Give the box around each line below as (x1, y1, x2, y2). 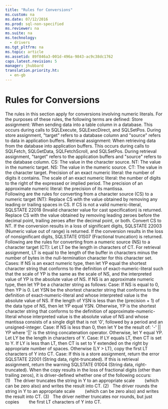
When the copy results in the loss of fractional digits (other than (29, 367, 161, 373)
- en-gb (10, 73, 26, 78)
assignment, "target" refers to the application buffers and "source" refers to (5, 154, 162, 160)
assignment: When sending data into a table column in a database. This (5, 121, 153, 127)
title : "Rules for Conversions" (5, 7, 73, 13)
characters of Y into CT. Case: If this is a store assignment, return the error (5, 351, 159, 357)
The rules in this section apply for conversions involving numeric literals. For (5, 111, 163, 117)
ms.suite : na (5, 31, 33, 36)
